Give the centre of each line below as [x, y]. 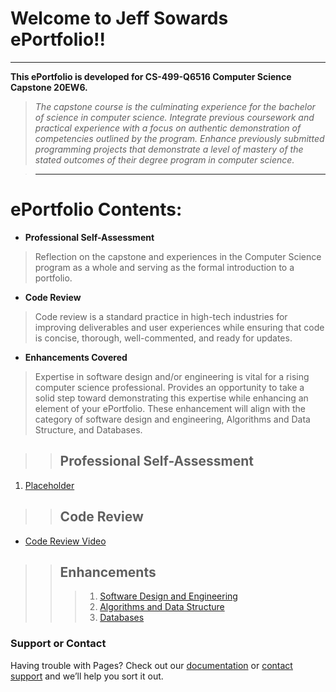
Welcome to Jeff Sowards [119, 18]
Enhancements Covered [76, 357]
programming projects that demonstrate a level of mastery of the [169, 149]
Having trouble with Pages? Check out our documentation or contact [151, 665]
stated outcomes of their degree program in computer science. [164, 159]
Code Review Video [65, 541]
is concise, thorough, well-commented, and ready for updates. [163, 338]
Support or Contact [58, 644]
